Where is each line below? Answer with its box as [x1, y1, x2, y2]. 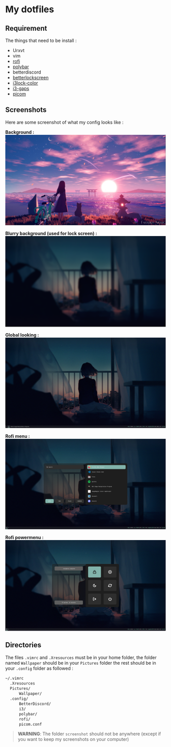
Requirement [5, 24, 47, 33]
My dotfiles [5, 4, 54, 15]
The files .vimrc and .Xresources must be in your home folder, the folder [5, 654, 157, 660]
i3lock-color [12, 80, 38, 86]
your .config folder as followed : [5, 665, 74, 671]
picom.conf [18, 721, 42, 727]
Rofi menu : [5, 433, 30, 439]
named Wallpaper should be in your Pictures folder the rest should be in [5, 660, 156, 666]
